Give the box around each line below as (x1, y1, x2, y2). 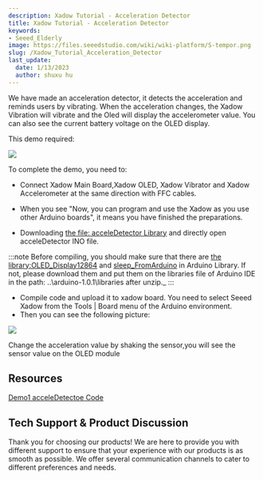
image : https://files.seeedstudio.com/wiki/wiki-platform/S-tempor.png (8, 42, 251, 50)
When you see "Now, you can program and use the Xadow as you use (19, 204, 249, 213)
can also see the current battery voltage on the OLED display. (8, 118, 210, 128)
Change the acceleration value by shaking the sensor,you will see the (8, 340, 236, 350)
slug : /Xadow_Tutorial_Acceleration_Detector (8, 49, 162, 57)
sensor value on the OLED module (8, 348, 120, 358)
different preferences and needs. (8, 462, 117, 472)
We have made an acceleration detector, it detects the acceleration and (8, 93, 243, 102)
